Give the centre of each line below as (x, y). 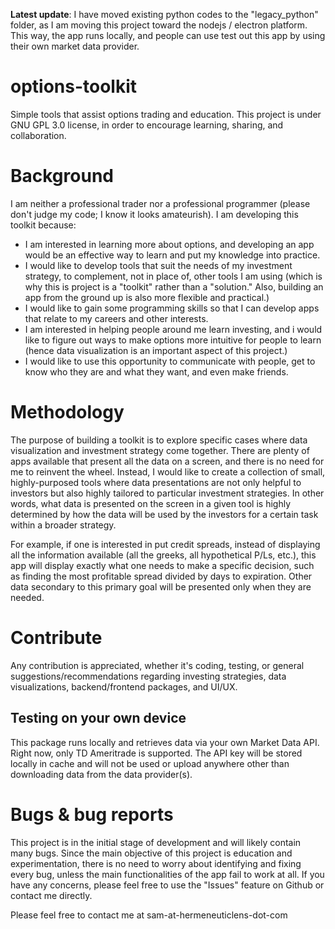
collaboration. (38, 135)
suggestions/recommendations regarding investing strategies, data (148, 676)
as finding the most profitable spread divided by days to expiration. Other (161, 576)
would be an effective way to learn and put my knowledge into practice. (172, 255)
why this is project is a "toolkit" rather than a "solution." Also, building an (174, 286)
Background (62, 176)
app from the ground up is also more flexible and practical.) (147, 297)
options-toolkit (74, 86)
